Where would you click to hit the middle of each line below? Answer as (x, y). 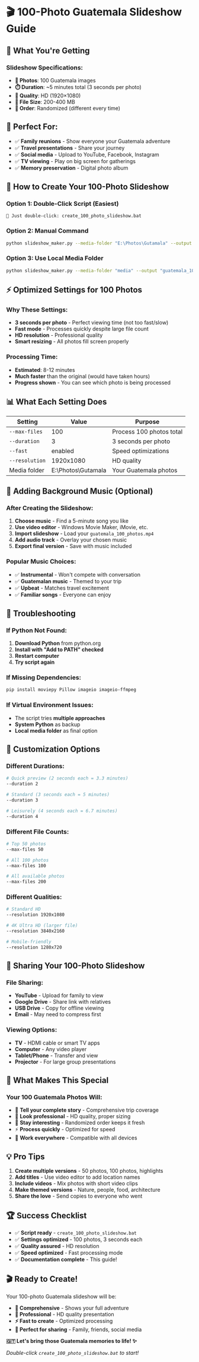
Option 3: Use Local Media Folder (55, 258)
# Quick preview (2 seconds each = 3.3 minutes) (67, 778)
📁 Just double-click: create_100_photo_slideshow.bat (74, 216)
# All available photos (36, 876)
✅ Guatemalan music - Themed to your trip (68, 581)
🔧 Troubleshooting (41, 613)
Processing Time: (32, 357)
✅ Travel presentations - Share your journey (70, 148)
